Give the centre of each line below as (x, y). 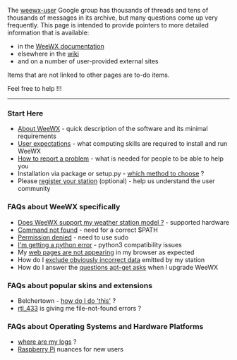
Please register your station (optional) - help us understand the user (116, 181)
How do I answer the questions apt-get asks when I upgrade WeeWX (118, 267)
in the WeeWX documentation (61, 46)
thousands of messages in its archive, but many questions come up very (113, 18)
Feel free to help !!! (35, 88)
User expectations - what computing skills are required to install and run (122, 144)
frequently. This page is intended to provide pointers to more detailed (108, 25)
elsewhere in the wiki (48, 54)
